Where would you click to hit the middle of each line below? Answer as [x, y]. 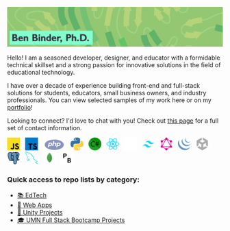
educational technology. [41, 72]
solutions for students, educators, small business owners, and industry [107, 93]
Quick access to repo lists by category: [74, 180]
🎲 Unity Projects [40, 212]
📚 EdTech [31, 195]
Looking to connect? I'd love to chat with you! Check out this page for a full [113, 121]
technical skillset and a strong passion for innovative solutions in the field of [114, 64]
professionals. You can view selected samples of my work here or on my [110, 100]
